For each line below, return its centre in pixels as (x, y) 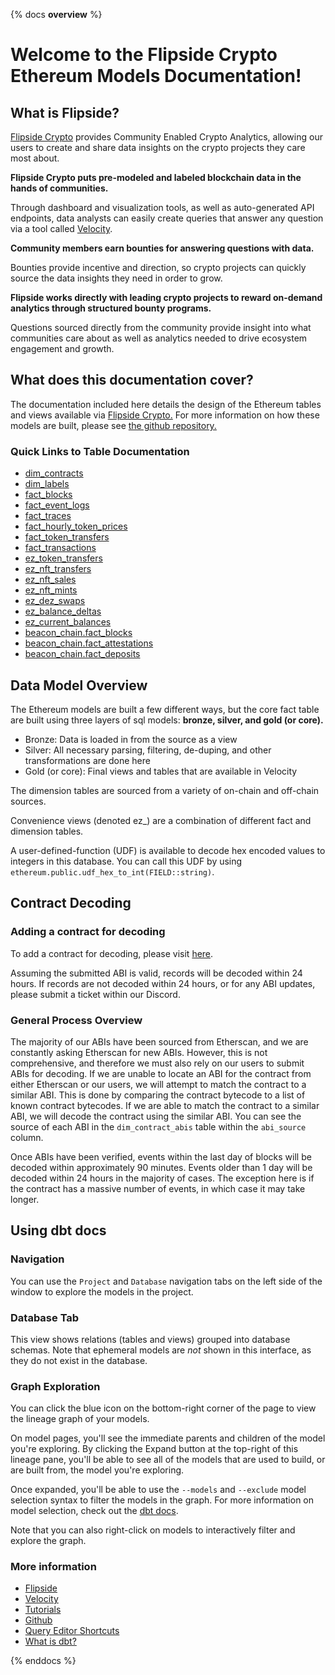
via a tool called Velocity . (61, 228)
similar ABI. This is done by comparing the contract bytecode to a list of (158, 1095)
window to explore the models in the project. (102, 1291)
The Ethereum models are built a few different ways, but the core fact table (165, 709)
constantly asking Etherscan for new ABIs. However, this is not (139, 1052)
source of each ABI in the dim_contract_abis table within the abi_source (158, 1126)
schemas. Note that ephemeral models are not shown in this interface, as (161, 1350)
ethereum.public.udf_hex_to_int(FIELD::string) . (112, 871)
